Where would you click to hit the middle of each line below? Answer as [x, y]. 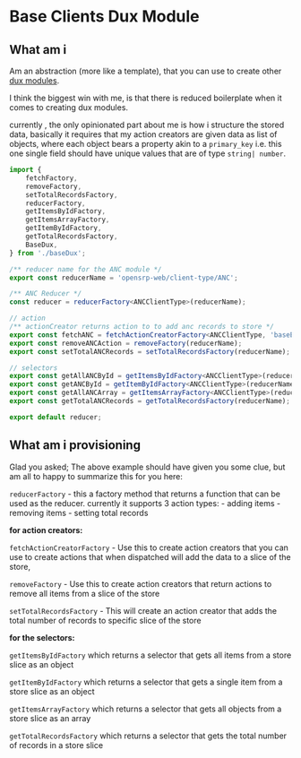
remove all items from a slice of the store [85, 593]
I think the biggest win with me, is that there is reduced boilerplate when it [146, 98]
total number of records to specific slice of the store [105, 620]
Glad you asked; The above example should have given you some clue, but [147, 467]
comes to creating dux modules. [69, 108]
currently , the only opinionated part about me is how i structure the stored [147, 125]
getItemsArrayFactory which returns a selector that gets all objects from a [146, 709]
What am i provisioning [75, 445]
